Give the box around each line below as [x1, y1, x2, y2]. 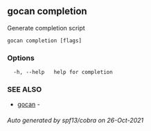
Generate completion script [7, 23, 85, 32]
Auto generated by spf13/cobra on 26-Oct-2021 [7, 117, 144, 124]
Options [7, 53, 35, 63]
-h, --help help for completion [13, 69, 113, 76]
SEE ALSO [7, 85, 42, 94]
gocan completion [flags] [7, 37, 82, 44]
